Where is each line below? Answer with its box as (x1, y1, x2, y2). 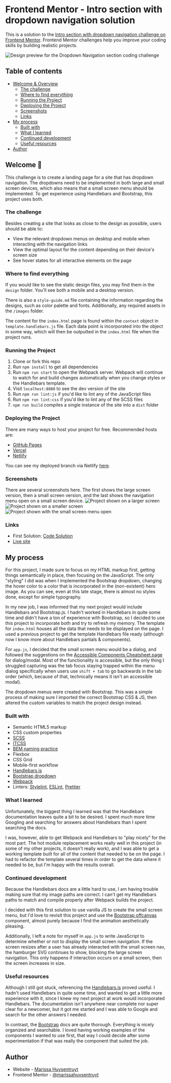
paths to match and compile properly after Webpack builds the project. (5, 897, 154, 903)
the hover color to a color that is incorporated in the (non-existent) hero (5, 583, 156, 589)
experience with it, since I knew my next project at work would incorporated (5, 996, 165, 1002)
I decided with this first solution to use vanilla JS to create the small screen (5, 907, 163, 913)
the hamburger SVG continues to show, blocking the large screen (5, 950, 142, 956)
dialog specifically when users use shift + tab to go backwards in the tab (5, 668, 162, 674)
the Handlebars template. (12, 380, 66, 387)
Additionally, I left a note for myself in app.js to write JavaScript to (5, 933, 144, 939)
